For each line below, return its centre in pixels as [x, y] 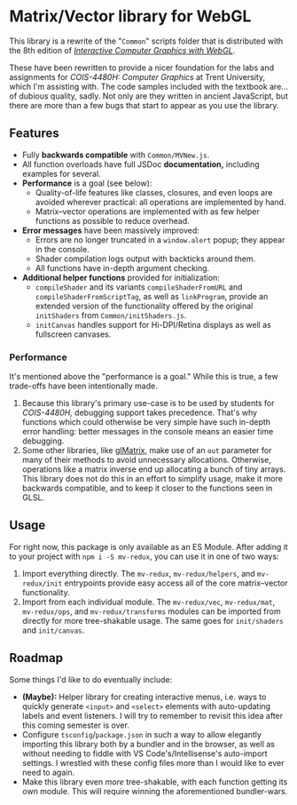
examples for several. [61, 173]
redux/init [42, 584]
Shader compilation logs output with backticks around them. [145, 259]
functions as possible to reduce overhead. [113, 220]
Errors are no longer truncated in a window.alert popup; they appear [160, 239]
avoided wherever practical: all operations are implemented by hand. [160, 202]
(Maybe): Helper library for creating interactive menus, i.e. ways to [144, 697]
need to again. [48, 772]
